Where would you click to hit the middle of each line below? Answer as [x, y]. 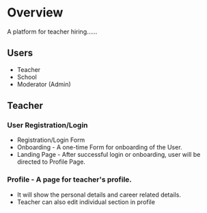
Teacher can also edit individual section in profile [86, 202]
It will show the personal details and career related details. [99, 195]
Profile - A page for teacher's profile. [69, 179]
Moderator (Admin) [44, 84]
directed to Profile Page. [51, 162]
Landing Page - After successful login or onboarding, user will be [109, 155]
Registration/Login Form [51, 140]
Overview [35, 13]
